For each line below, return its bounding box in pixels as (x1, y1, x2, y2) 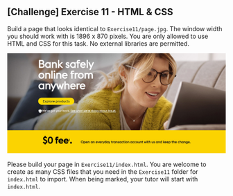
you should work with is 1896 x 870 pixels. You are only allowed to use (7, 32, 209, 40)
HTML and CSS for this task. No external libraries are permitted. (7, 39, 189, 48)
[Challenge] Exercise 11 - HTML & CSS (7, 6, 173, 18)
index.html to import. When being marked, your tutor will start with (7, 175, 198, 183)
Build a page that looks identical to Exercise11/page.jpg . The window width (7, 24, 223, 33)
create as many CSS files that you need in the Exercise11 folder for (7, 167, 199, 176)
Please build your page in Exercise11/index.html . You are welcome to (7, 160, 207, 168)
